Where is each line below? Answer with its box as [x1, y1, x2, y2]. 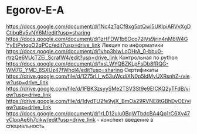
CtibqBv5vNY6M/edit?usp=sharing [6, 29, 91, 36]
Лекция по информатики [101, 42, 164, 49]
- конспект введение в [96, 116, 154, 123]
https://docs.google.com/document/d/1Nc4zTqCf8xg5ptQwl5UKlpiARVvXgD [6, 23, 191, 30]
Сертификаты [124, 66, 158, 73]
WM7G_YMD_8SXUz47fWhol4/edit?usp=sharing [6, 66, 123, 73]
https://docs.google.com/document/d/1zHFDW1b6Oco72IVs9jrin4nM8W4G [6, 35, 188, 42]
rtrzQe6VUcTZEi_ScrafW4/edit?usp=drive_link [6, 54, 118, 61]
